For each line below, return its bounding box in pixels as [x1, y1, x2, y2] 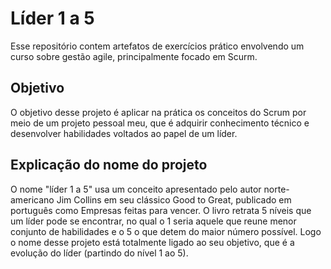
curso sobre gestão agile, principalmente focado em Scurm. [10, 50, 258, 62]
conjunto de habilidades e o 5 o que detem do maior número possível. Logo [10, 225, 322, 237]
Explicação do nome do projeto [10, 157, 208, 174]
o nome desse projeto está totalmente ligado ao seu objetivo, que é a [10, 236, 295, 248]
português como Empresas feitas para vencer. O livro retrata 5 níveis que [10, 204, 312, 216]
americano [10, 193, 55, 206]
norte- [263, 183, 290, 195]
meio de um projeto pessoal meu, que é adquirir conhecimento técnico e [10, 117, 310, 129]
